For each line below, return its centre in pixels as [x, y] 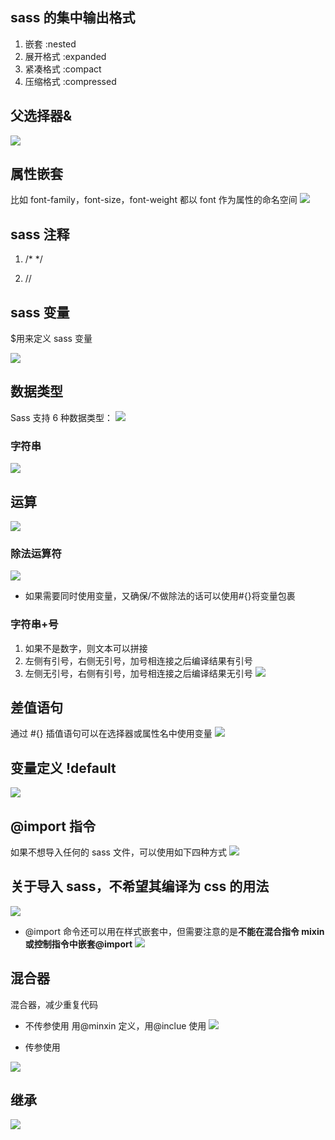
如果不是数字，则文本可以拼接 [86, 648]
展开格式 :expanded [65, 56]
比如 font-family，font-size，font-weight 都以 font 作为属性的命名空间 [154, 200]
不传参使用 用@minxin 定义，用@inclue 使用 [115, 1025]
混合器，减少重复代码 [54, 1004]
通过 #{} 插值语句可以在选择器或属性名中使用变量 [111, 734]
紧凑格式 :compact [63, 69]
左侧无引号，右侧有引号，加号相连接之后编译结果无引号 [138, 673]
